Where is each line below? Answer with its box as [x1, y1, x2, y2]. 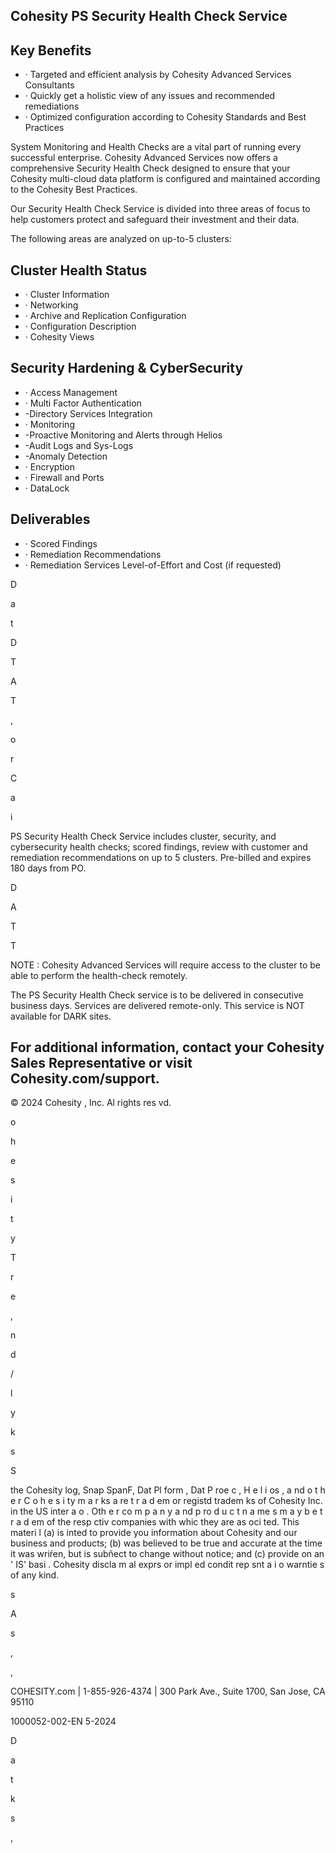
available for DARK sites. [10, 1010, 112, 1022]
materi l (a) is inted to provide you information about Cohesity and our [10, 1527, 298, 1539]
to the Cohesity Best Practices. [10, 184, 138, 196]
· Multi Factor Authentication [24, 397, 142, 409]
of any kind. [10, 1569, 60, 1581]
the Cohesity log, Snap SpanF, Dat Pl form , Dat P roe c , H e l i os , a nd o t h [10, 1484, 326, 1496]
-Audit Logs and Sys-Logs [24, 439, 134, 451]
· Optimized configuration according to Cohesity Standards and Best [24, 111, 307, 123]
